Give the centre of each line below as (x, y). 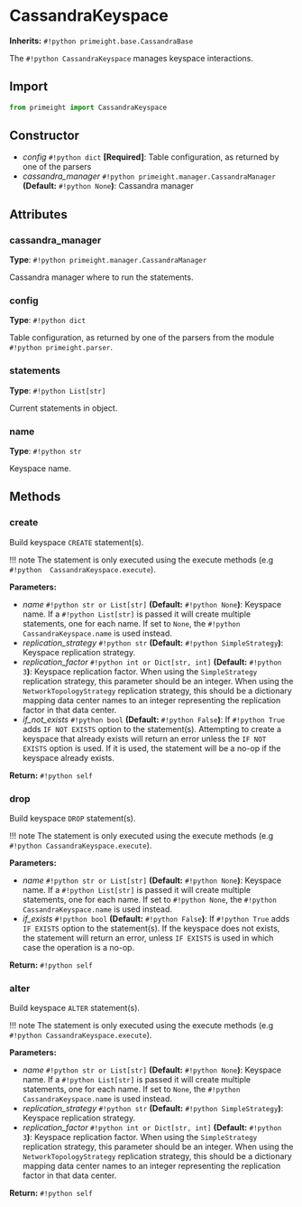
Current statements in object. (64, 408)
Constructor (44, 136)
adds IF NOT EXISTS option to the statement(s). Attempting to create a (152, 729)
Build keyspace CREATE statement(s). (77, 542)
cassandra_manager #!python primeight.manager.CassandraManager (149, 176)
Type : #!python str (46, 451)
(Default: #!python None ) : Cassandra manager (108, 186)
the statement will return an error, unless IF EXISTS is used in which (148, 938)
